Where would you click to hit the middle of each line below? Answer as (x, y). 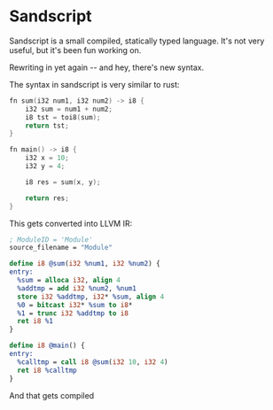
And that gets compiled (52, 395)
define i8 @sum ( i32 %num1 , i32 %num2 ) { (85, 264)
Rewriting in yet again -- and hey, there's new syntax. (107, 67)
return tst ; (47, 126)
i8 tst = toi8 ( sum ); (63, 117)
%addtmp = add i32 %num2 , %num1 (77, 288)
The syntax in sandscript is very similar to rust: (94, 84)
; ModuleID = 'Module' (51, 240)
